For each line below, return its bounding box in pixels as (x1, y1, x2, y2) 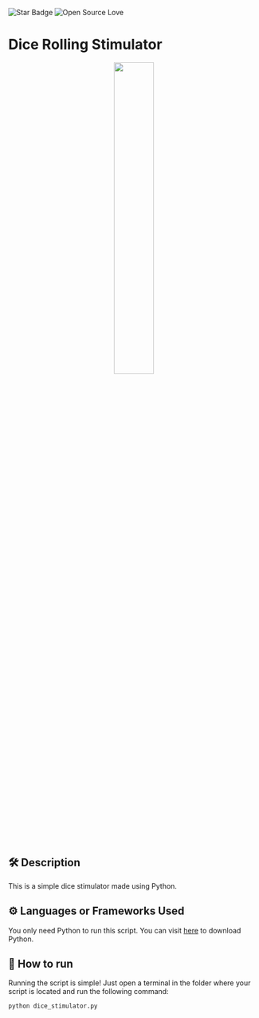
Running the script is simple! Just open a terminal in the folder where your (8, 978, 251, 988)
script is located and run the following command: (8, 987, 169, 996)
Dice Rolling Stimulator (8, 36, 163, 53)
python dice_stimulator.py (8, 1002, 98, 1010)
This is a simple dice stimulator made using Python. (8, 881, 178, 890)
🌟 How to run (8, 957, 73, 970)
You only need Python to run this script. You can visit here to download (8, 925, 241, 935)
